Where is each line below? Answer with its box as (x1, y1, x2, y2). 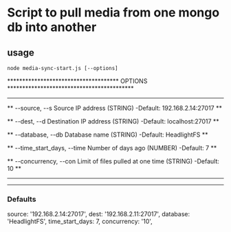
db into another (7, 19, 97, 35)
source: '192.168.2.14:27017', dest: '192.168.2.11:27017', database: (7, 210, 190, 218)
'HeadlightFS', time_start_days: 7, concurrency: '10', (7, 218, 153, 226)
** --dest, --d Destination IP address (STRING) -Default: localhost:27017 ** (7, 117, 220, 125)
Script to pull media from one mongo (7, 5, 220, 21)
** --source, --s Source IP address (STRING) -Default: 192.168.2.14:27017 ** (7, 104, 222, 112)
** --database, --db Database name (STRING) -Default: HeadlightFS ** (7, 130, 208, 139)
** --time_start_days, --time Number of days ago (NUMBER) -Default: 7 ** (7, 144, 217, 152)
